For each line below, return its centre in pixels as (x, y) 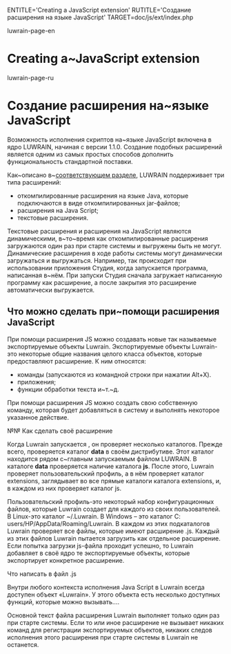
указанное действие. (38, 417)
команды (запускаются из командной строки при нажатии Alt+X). (114, 374)
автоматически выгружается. (51, 290)
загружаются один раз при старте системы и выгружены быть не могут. (114, 245)
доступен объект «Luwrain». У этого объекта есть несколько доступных (114, 595)
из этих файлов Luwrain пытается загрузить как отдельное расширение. (114, 538)
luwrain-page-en (31, 31)
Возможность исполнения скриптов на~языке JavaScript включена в (109, 139)
